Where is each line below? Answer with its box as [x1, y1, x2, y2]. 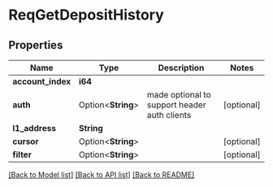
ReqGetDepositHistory [8, 6, 164, 24]
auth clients [146, 110, 192, 120]
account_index [12, 76, 71, 87]
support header [146, 99, 206, 111]
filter [12, 149, 32, 160]
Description [158, 63, 205, 73]
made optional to [146, 89, 211, 100]
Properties [8, 38, 63, 52]
